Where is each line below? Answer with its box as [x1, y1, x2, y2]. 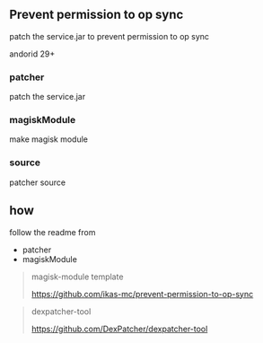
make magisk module [9, 134, 88, 145]
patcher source [9, 177, 66, 188]
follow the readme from [9, 226, 96, 237]
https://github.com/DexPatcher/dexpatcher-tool [31, 323, 208, 334]
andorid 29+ [9, 48, 56, 59]
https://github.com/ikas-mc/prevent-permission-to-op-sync [31, 288, 254, 299]
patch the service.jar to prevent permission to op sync [9, 31, 209, 41]
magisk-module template [31, 271, 124, 282]
